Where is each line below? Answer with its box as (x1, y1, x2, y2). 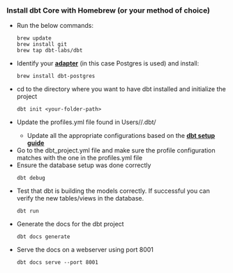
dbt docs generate (16, 233, 70, 240)
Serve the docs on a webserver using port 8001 (16, 246, 154, 254)
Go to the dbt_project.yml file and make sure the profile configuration (16, 146, 216, 155)
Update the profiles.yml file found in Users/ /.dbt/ (16, 118, 156, 127)
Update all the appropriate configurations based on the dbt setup (27, 132, 216, 140)
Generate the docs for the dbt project (16, 220, 124, 228)
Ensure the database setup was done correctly (16, 161, 151, 169)
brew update (16, 35, 52, 42)
